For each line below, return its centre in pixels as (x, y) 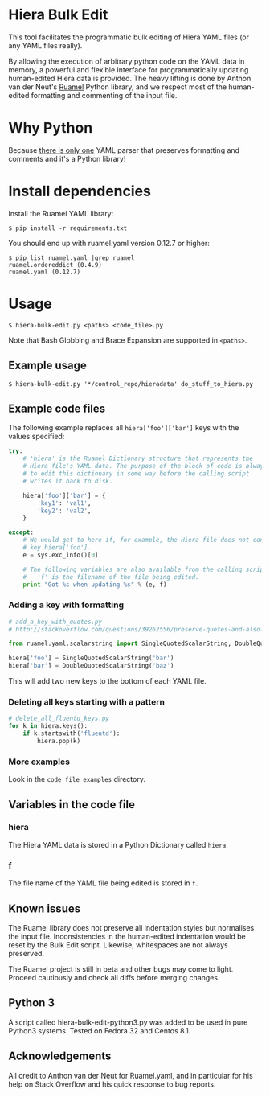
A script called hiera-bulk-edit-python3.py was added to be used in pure (128, 1022)
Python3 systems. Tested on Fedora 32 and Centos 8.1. (100, 1030)
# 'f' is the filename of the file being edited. (111, 577)
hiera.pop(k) (59, 741)
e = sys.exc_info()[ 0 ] (61, 555)
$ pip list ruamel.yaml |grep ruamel (72, 258)
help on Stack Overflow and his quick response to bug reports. (112, 1084)
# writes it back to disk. (68, 481)
